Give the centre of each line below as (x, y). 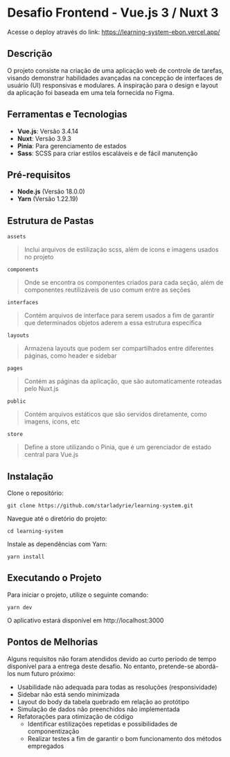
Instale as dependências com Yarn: (57, 544)
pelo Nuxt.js (41, 389)
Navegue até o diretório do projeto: (57, 519)
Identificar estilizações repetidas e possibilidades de (103, 724)
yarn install (26, 557)
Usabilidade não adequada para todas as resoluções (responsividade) (117, 687)
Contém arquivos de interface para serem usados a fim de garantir (119, 315)
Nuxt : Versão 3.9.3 (44, 138)
